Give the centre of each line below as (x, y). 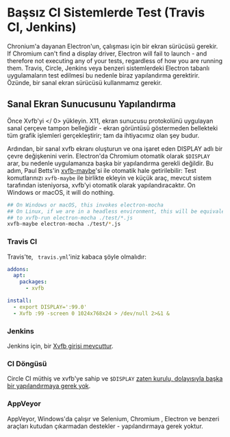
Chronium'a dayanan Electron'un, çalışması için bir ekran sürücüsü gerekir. (113, 46)
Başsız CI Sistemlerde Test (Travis (106, 13)
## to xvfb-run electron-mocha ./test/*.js (70, 217)
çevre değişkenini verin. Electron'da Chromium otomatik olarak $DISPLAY (108, 156)
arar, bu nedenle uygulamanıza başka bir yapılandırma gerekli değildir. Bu (110, 163)
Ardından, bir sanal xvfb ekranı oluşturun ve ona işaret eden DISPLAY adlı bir (115, 148)
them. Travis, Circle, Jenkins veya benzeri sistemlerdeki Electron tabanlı (108, 68)
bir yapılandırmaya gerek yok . (49, 386)
